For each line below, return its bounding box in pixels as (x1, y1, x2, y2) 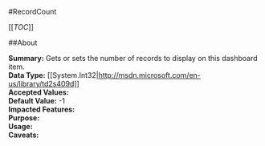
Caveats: (8, 130, 39, 140)
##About (8, 38, 38, 47)
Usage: (8, 122, 34, 131)
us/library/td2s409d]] (8, 79, 80, 88)
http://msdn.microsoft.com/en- (98, 71, 201, 79)
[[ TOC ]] (8, 22, 34, 31)
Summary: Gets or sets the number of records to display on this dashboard (8, 54, 259, 63)
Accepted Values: (8, 87, 70, 97)
